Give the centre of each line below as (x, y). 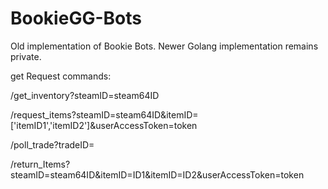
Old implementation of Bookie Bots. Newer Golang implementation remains (164, 46)
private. (26, 56)
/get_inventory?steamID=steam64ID (85, 95)
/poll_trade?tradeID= (52, 144)
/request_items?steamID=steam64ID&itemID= (104, 114)
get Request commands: (61, 76)
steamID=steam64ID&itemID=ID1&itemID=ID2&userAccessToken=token (157, 174)
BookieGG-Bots (76, 18)
